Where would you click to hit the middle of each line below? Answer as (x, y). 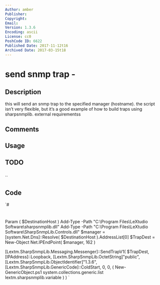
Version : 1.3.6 (20, 28)
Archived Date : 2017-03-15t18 (36, 50)
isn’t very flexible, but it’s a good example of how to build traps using (74, 109)
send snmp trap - (40, 74)
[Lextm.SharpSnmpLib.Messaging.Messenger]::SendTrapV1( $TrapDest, (77, 252)
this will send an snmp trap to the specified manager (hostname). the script (80, 104)
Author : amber (19, 9)
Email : (12, 23)
